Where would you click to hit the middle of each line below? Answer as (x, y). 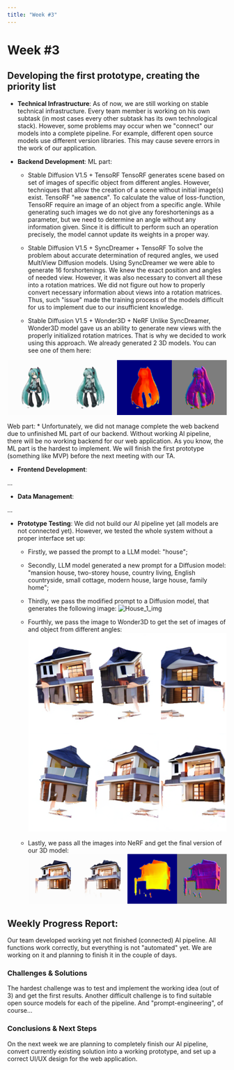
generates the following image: (72, 608)
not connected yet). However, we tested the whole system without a (115, 531)
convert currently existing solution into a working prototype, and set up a (112, 1051)
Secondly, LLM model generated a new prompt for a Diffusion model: (127, 565)
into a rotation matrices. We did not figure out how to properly (116, 285)
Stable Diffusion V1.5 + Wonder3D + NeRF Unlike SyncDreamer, (119, 320)
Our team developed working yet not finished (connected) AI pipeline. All (112, 940)
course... (20, 1011)
